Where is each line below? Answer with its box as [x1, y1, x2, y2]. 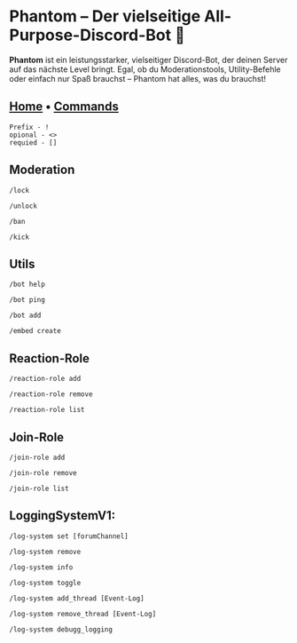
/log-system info [9, 562, 74, 572]
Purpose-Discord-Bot [9, 25, 172, 45]
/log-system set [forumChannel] [9, 531, 129, 541]
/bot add [9, 311, 42, 321]
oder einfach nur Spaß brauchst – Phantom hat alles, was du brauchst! [9, 73, 267, 83]
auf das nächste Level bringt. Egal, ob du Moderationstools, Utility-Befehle [9, 64, 281, 75]
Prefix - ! [9, 123, 50, 131]
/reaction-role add [9, 375, 82, 384]
